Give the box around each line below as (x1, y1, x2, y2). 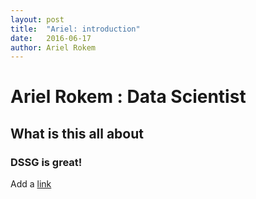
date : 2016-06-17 (10, 33, 92, 43)
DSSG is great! (10, 155, 83, 169)
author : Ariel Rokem (10, 42, 97, 53)
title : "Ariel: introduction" (10, 24, 141, 34)
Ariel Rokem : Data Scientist (10, 86, 247, 108)
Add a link (10, 178, 52, 190)
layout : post (10, 14, 65, 25)
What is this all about (10, 125, 145, 142)
